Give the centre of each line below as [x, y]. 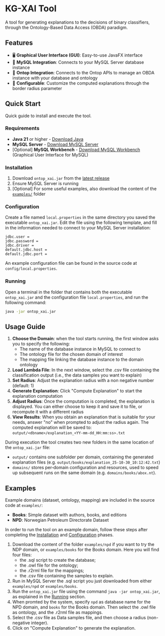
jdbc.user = [17, 237]
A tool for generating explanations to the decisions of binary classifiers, [78, 22]
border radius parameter [37, 88]
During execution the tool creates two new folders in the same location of [80, 442]
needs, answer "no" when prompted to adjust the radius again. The [80, 422]
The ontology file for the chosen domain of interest [71, 354]
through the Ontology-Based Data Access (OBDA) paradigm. [66, 27]
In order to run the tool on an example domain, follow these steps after [76, 530]
